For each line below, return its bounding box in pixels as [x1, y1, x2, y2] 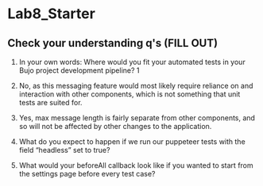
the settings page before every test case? [18, 169, 156, 178]
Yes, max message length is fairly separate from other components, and [18, 113, 256, 123]
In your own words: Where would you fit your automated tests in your [18, 57, 246, 66]
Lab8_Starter [7, 5, 96, 23]
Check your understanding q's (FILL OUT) [7, 36, 219, 50]
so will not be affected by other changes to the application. [18, 122, 212, 131]
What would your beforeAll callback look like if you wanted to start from [18, 161, 253, 170]
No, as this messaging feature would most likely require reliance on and [18, 81, 253, 90]
